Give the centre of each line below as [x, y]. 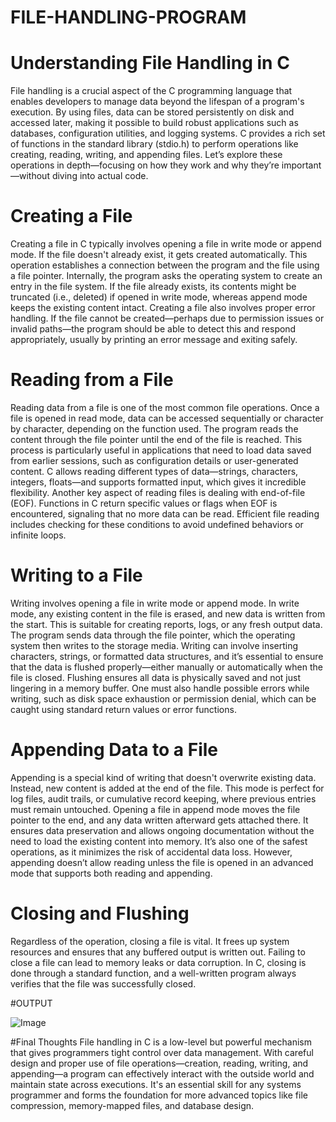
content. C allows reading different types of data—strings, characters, [154, 471]
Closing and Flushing [100, 913]
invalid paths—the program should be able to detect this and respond [153, 329]
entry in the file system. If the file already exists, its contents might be [153, 287]
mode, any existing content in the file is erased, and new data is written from [168, 613]
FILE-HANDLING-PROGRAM [128, 17]
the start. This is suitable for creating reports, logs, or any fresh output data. [166, 624]
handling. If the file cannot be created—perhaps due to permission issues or [167, 318]
